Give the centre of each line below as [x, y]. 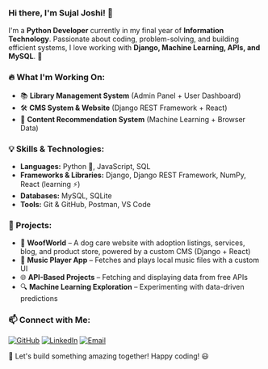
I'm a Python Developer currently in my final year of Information [116, 31]
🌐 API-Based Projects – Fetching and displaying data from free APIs [134, 278]
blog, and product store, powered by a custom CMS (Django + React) [135, 252]
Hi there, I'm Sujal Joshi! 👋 [61, 13]
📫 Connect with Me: [50, 320]
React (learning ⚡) [50, 184]
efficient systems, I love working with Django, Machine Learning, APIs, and [134, 48]
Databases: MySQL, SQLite [66, 195]
